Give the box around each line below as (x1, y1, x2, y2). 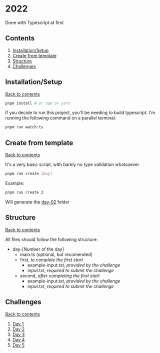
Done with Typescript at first (5, 19, 64, 25)
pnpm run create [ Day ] (5, 171, 52, 176)
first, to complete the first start (19, 256, 83, 262)
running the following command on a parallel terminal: (5, 115, 116, 121)
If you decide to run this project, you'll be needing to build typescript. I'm (5, 109, 155, 115)
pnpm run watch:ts (5, 124, 43, 130)
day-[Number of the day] (12, 246, 64, 252)
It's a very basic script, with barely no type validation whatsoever (5, 161, 139, 167)
